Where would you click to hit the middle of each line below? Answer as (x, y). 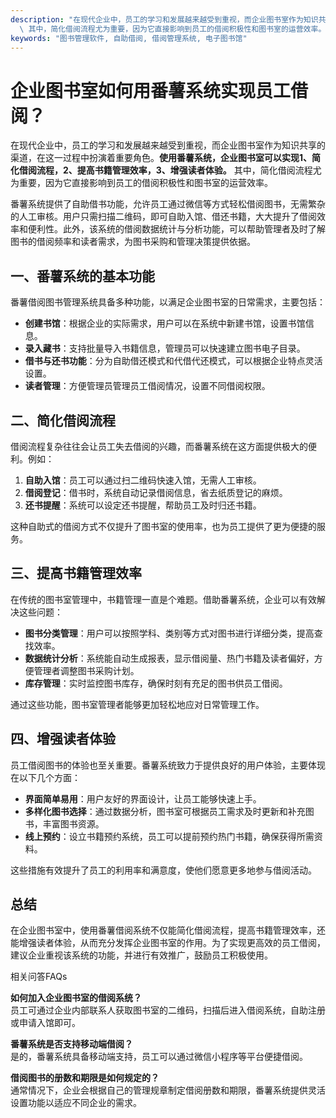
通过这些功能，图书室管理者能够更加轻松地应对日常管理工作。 (137, 704)
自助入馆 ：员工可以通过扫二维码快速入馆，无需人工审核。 (143, 480)
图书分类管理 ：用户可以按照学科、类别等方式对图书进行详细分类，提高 (169, 633)
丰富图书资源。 (73, 823)
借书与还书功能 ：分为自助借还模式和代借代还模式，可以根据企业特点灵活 (173, 361)
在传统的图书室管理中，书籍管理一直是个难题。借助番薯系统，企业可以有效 (163, 599)
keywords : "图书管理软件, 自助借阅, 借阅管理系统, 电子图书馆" (129, 38)
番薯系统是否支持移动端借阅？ (71, 1044)
